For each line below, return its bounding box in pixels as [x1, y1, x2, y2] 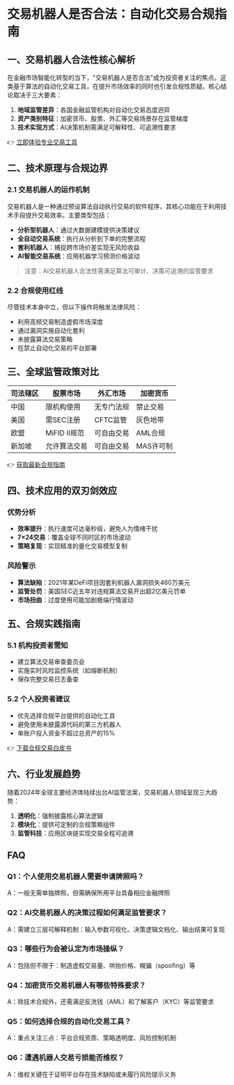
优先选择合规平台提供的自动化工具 [17, 711, 116, 719]
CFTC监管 [94, 415, 127, 425]
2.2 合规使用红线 [7, 286, 64, 295]
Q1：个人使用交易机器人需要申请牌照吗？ [7, 871, 145, 881]
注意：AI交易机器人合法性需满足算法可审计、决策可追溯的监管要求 [24, 266, 214, 275]
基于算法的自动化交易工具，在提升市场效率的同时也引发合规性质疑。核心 [13, 82, 221, 91]
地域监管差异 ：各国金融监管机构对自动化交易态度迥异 [17, 106, 171, 114]
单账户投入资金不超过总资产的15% [17, 728, 116, 737]
